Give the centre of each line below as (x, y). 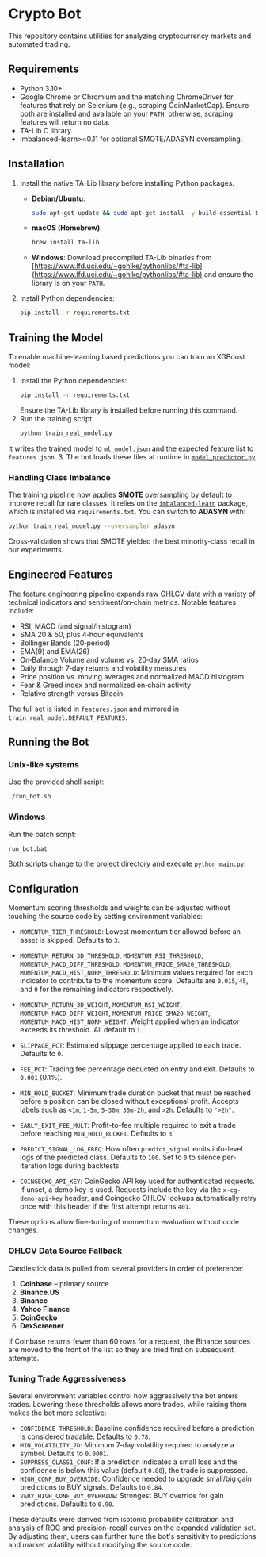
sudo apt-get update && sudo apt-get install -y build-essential (141, 213)
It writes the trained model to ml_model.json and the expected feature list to (131, 448)
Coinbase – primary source (64, 1283)
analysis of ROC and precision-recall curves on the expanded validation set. (132, 1528)
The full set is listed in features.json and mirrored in (94, 709)
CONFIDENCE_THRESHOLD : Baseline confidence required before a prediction (137, 1428)
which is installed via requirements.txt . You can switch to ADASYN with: (127, 512)
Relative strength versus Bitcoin (71, 693)
